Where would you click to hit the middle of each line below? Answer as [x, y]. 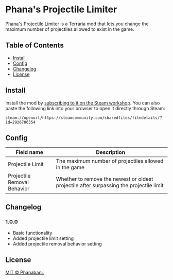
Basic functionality [32, 233]
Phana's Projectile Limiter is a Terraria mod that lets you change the [77, 24]
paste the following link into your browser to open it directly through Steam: [85, 108]
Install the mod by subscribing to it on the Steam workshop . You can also [83, 103]
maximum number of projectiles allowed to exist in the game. [70, 29]
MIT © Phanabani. [25, 272]
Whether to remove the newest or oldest [105, 179]
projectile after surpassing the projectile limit [110, 185]
